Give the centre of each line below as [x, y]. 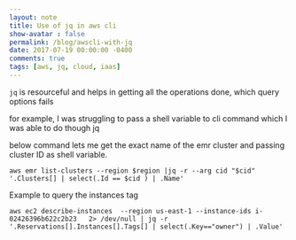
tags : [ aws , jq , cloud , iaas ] [65, 67]
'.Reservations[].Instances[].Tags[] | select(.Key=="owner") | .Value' [146, 227]
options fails [31, 101]
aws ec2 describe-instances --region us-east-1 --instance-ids [130, 211]
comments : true [37, 58]
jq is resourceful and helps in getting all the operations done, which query [144, 92]
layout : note [33, 17]
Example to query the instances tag [74, 195]
